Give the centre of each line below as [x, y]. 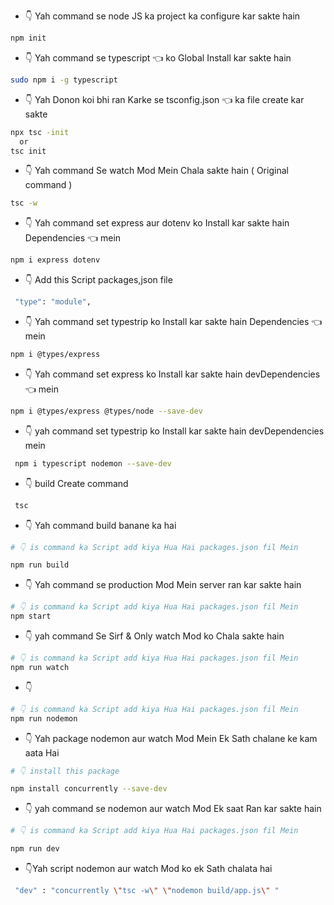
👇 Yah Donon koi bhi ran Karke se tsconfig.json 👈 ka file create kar [164, 99]
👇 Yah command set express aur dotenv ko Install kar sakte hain [157, 223]
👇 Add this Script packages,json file [98, 280]
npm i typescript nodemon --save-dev [93, 463]
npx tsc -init [40, 132]
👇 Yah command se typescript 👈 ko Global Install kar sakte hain [158, 57]
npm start [31, 616]
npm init [28, 38]
